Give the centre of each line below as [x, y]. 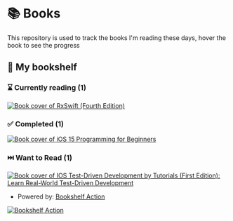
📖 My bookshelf [42, 67]
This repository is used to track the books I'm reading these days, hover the [117, 38]
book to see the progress [44, 45]
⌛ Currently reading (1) [47, 88]
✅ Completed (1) [36, 123]
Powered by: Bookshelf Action [61, 196]
